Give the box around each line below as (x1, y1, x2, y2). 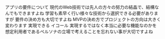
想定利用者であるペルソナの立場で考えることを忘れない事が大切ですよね (5, 29, 153, 34)
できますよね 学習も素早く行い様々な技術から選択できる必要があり (17, 10, 154, 16)
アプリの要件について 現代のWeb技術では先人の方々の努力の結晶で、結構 (5, 4, 155, 10)
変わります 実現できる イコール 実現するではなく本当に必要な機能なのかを (5, 22, 157, 28)
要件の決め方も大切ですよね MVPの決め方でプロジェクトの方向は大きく (14, 17, 162, 22)
